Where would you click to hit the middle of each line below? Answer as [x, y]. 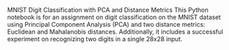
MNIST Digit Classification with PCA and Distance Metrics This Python [108, 10]
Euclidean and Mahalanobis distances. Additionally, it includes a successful [115, 32]
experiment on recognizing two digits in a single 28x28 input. [95, 39]
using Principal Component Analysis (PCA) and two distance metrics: [106, 24]
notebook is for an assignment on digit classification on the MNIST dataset [114, 17]
